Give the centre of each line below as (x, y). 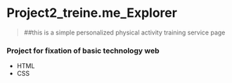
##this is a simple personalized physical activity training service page (124, 32)
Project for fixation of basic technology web (83, 51)
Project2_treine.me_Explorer (92, 13)
